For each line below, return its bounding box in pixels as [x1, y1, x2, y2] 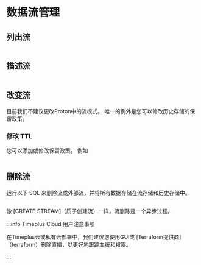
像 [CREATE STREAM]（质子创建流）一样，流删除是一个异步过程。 [6, 207, 174, 214]
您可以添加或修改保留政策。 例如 [6, 147, 88, 154]
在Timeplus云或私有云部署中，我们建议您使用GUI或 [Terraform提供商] [6, 233, 182, 241]
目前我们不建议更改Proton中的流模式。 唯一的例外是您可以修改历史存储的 [6, 107, 190, 115]
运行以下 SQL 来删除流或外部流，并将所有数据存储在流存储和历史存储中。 [6, 189, 191, 196]
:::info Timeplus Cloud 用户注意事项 [6, 220, 96, 227]
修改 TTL [6, 132, 32, 140]
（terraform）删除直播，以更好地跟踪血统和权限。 [6, 241, 132, 248]
